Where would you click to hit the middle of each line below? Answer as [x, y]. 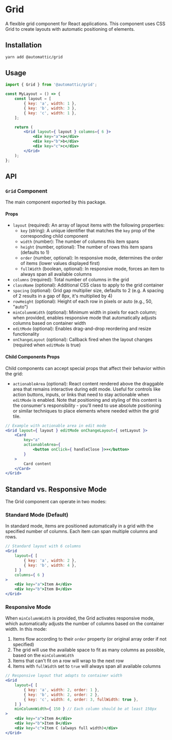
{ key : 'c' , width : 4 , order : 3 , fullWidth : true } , [81, 700]
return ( [24, 127]
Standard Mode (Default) [37, 515]
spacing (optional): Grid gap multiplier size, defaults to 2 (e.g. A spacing [88, 291]
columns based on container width [49, 323]
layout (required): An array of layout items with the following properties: [89, 225]
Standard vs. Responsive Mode [56, 489]
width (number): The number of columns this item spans [80, 241]
